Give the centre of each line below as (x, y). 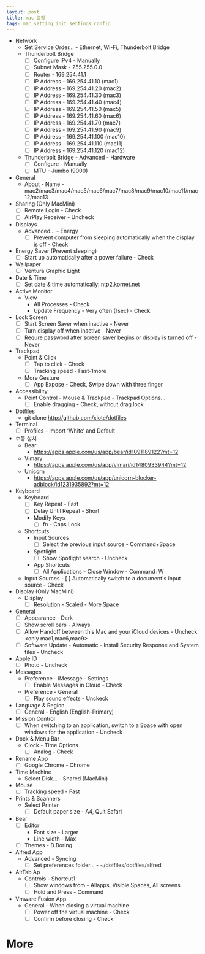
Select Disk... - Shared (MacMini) (66, 779)
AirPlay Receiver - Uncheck (59, 217)
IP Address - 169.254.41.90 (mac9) (77, 130)
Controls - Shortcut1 (50, 879)
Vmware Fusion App (41, 899)
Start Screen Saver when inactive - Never (77, 323)
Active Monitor (34, 291)
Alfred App (29, 852)
